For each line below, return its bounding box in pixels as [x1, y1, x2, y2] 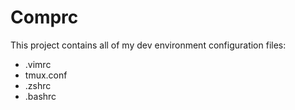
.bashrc [24, 90, 57, 102]
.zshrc [24, 79, 52, 91]
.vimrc [24, 58, 52, 70]
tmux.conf [24, 69, 68, 81]
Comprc [10, 6, 79, 29]
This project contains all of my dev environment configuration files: [10, 39, 287, 51]
